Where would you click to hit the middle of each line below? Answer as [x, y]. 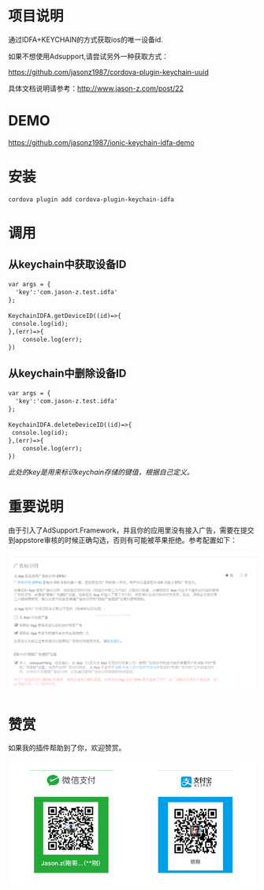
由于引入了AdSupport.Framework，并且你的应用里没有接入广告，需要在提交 [131, 530]
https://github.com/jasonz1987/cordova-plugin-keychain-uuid [108, 72]
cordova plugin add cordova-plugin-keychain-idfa [91, 199]
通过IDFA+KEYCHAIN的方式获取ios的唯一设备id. [86, 39]
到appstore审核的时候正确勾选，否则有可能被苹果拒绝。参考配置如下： [123, 540]
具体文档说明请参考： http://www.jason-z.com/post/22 [96, 88]
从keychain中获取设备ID [67, 265]
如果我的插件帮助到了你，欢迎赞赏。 [67, 748]
